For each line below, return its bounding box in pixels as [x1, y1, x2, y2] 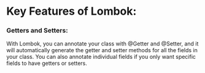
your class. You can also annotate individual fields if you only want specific [6, 53, 196, 61]
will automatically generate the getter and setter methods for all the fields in [6, 47, 198, 54]
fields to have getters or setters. [6, 60, 87, 67]
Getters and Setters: [6, 26, 69, 35]
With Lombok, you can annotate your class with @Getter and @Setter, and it [6, 40, 199, 47]
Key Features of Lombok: [6, 4, 137, 18]
